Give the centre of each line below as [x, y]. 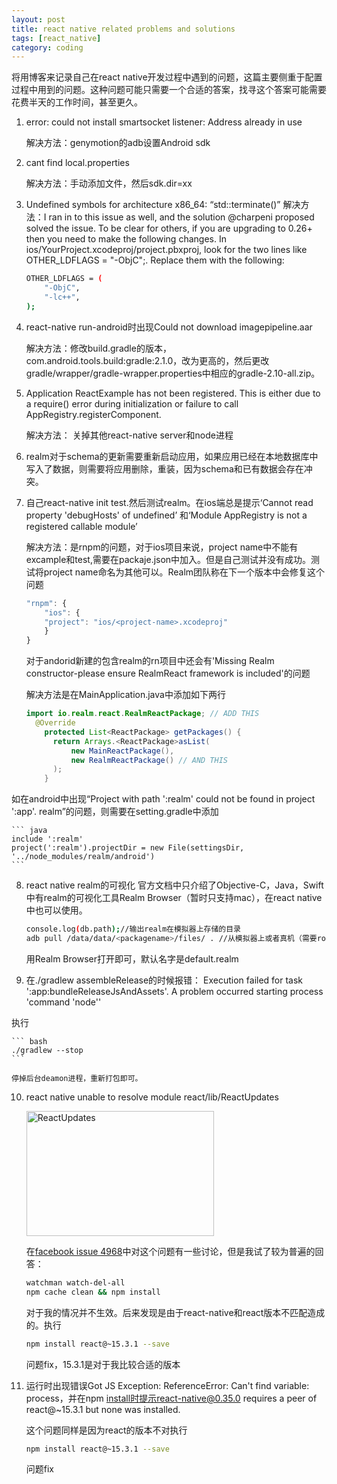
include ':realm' [47, 839]
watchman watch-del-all [75, 1282]
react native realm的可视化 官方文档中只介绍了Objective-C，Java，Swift [174, 885]
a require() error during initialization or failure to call [132, 403]
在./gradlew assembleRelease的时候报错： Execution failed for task [164, 980]
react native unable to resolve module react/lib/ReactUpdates [152, 1097]
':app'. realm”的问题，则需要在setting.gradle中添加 [115, 812]
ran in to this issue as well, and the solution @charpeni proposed [181, 217]
